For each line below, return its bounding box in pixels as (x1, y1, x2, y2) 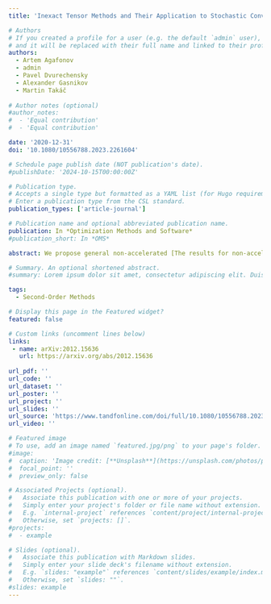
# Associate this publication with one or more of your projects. (8, 494, 244, 502)
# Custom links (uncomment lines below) (8, 330, 147, 338)
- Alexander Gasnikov (15, 78, 89, 87)
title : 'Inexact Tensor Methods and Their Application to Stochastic (8, 11, 248, 20)
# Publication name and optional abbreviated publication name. (8, 219, 229, 227)
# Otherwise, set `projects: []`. (8, 516, 131, 524)
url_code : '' (8, 375, 52, 383)
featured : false (8, 315, 63, 323)
